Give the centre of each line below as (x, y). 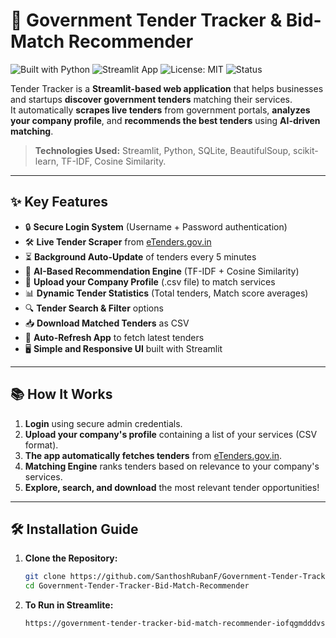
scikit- (306, 150)
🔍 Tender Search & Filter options (94, 308)
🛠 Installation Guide (74, 529)
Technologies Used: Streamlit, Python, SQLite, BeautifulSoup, (163, 150)
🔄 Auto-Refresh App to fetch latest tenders (114, 337)
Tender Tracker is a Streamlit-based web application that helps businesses (167, 88)
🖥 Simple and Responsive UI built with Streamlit (123, 348)
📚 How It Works (61, 394)
